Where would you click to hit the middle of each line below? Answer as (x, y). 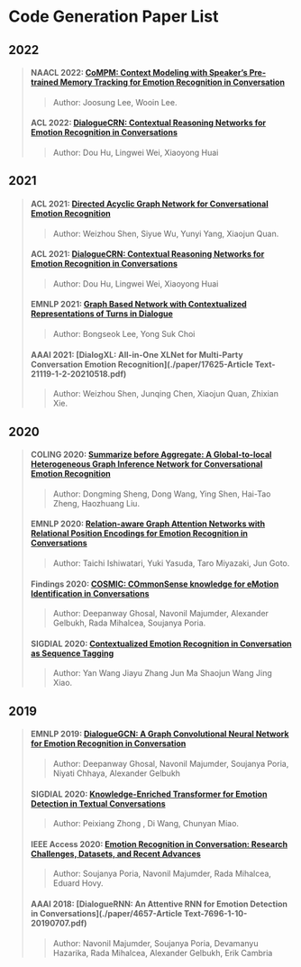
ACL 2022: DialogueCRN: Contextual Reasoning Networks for (148, 123)
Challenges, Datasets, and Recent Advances (116, 853)
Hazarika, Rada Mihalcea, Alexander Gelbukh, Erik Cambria (163, 953)
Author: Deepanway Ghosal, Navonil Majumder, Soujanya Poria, (171, 763)
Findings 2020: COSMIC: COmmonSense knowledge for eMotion (155, 584)
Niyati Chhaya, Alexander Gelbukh (117, 773)
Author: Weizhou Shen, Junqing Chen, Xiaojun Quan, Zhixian (165, 394)
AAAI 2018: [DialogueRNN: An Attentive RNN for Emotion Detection (159, 904)
